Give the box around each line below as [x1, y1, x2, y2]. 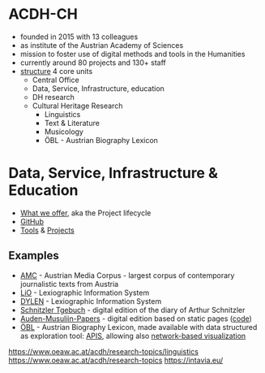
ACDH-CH [8, 5, 79, 24]
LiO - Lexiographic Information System [19, 288, 150, 297]
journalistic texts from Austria [19, 279, 119, 288]
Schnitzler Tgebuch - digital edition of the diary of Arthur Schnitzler [19, 305, 246, 314]
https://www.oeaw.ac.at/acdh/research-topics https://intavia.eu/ [8, 355, 224, 365]
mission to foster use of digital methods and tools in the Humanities [19, 49, 246, 59]
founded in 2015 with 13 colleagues [19, 32, 139, 41]
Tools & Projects [19, 225, 75, 235]
